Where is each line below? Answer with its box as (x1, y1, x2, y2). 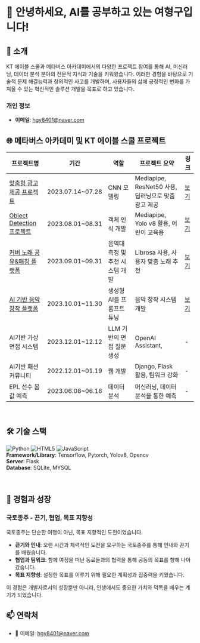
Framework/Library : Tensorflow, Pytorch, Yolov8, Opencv (6, 451, 149, 459)
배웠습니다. (21, 549, 48, 556)
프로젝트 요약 (139, 159, 174, 168)
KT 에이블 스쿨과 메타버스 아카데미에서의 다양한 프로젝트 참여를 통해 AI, (6, 63, 172, 70)
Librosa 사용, (135, 248, 170, 257)
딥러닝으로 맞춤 (135, 192, 176, 200)
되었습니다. (17, 591, 43, 598)
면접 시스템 (9, 343, 39, 351)
